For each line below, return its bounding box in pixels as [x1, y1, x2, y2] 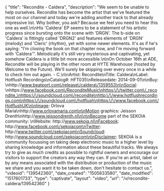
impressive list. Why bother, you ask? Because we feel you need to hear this [5, 20, 158, 25]
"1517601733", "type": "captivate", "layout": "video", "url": [5, 175, 121, 181]
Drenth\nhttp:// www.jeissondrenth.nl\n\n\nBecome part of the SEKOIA [5, 113, 145, 119]
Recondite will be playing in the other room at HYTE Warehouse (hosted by [5, 61, 156, 67]
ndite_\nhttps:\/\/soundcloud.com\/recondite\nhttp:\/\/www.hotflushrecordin [5, 92, 158, 98]
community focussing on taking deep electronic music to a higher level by [5, 139, 154, 145]
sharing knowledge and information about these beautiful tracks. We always [5, 144, 158, 150]
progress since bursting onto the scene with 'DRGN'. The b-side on [5, 30, 140, 36]
